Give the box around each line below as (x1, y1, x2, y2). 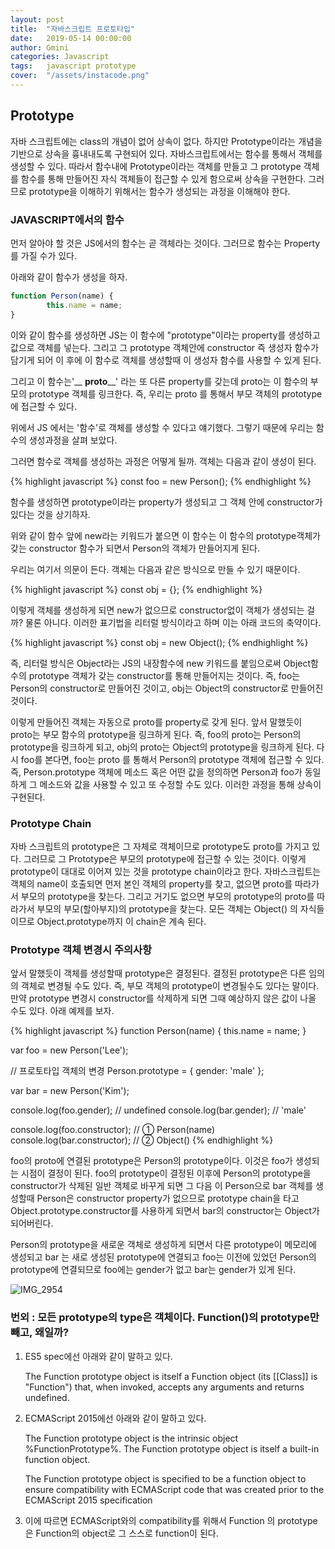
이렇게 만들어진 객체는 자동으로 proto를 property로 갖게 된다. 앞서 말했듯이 (10, 716, 303, 728)
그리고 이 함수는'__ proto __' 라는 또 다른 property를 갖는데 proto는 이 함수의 (10, 375, 308, 387)
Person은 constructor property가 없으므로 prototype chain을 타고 (36, 1192, 300, 1205)
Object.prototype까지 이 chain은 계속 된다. (36, 915, 207, 927)
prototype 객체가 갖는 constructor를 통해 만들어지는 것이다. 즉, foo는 (28, 669, 301, 681)
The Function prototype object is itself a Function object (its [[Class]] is (24, 1370, 318, 1382)
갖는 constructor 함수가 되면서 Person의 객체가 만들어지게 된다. (10, 542, 260, 554)
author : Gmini (10, 42, 70, 53)
